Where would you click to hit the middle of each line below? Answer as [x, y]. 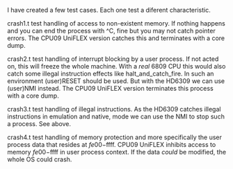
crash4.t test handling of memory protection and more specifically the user [115, 137]
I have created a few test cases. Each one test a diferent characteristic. [109, 10]
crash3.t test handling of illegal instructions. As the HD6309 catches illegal [114, 109]
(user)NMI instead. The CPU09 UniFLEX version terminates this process [110, 88]
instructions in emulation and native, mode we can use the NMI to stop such [116, 116]
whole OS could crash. [40, 159]
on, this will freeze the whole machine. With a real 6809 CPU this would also [116, 66]
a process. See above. [39, 124]
